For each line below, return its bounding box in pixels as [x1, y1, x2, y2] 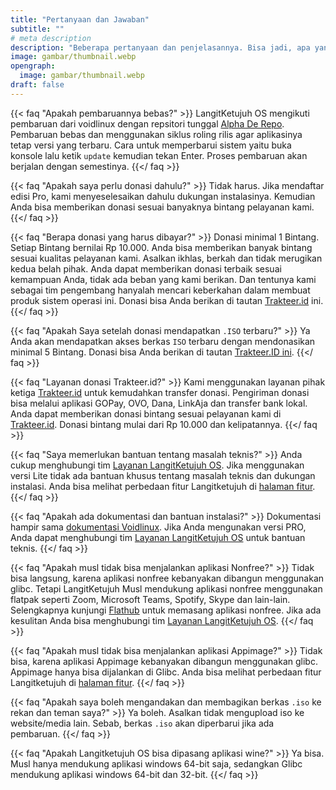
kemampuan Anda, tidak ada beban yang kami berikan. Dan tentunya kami [10, 273, 317, 285]
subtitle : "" [10, 24, 65, 34]
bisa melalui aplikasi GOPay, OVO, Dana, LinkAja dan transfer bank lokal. [10, 397, 308, 409]
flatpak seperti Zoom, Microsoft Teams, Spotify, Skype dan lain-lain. [10, 593, 291, 605]
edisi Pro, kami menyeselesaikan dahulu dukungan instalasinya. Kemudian [10, 190, 316, 202]
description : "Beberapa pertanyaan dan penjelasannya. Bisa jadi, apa [10, 42, 311, 53]
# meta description [10, 33, 92, 43]
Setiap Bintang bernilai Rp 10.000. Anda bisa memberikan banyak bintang [10, 241, 313, 253]
